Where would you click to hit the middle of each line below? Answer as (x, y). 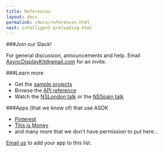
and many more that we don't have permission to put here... (86, 132)
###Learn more (25, 73)
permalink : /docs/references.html (48, 22)
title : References (28, 11)
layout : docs (22, 17)
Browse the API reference (46, 90)
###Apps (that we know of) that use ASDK (57, 108)
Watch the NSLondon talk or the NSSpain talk (69, 97)
